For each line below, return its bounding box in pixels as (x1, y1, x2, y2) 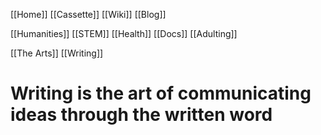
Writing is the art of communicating (10, 82, 312, 105)
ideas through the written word (10, 104, 273, 126)
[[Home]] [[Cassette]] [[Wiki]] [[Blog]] (10, 9, 167, 20)
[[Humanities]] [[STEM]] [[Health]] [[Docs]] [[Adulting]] (10, 28, 238, 39)
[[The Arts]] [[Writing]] (10, 47, 104, 59)
